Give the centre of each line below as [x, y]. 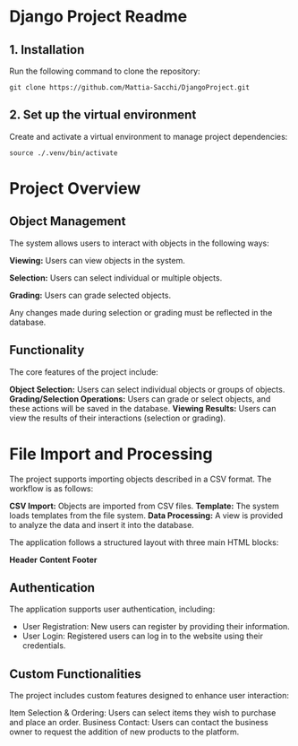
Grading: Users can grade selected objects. [90, 295]
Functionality [47, 350]
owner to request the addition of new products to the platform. [124, 732]
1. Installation [47, 50]
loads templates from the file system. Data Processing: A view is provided [146, 515]
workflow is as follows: [51, 488]
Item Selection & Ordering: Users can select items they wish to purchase [143, 713]
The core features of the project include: [84, 372]
